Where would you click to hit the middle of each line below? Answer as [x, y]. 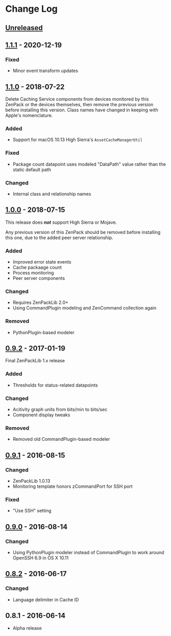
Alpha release [27, 628]
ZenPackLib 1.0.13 [31, 481]
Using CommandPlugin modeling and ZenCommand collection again [84, 308]
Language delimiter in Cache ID [46, 599]
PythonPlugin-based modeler [44, 332]
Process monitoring [33, 273]
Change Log [31, 9]
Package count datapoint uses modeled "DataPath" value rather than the [89, 164]
